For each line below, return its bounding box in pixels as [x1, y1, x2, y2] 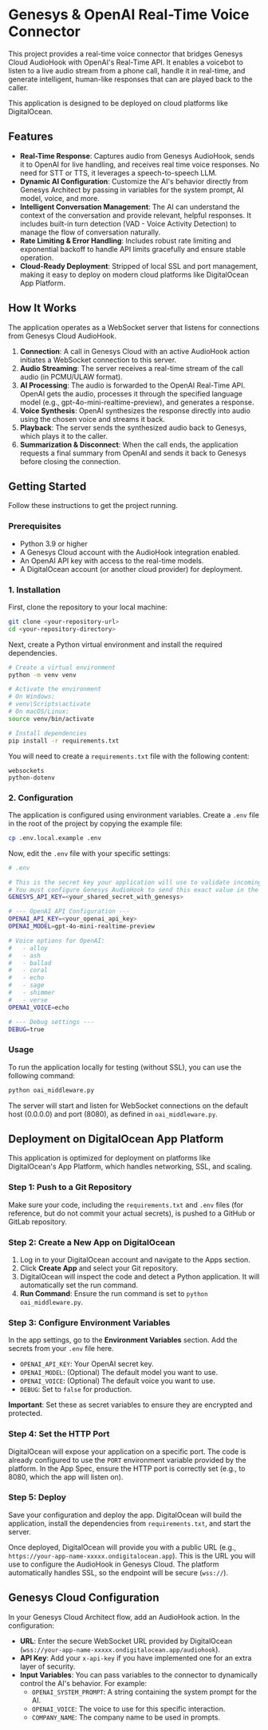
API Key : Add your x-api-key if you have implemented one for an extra [19, 1653, 252, 1662]
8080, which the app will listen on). [8, 1472, 124, 1481]
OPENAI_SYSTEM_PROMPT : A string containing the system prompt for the [31, 1687, 258, 1697]
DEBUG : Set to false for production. [19, 1385, 132, 1394]
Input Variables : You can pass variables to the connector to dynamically [19, 1669, 258, 1680]
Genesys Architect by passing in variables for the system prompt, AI [19, 185, 244, 195]
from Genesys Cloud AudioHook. [8, 331, 117, 341]
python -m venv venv [8, 671, 77, 679]
